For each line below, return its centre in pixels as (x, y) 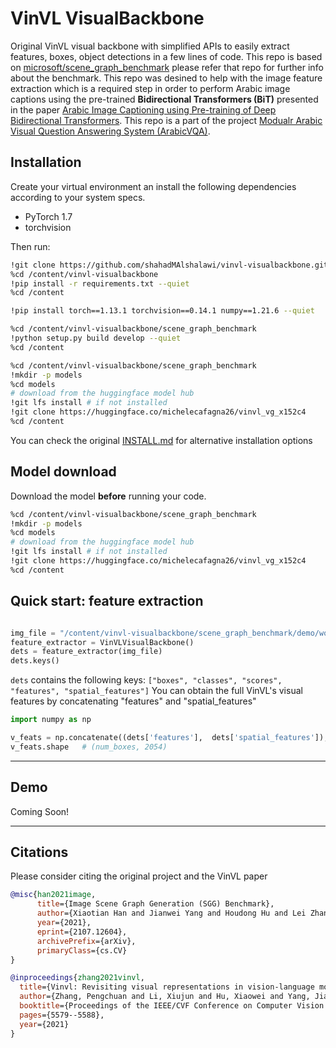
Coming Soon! (40, 811)
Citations (39, 852)
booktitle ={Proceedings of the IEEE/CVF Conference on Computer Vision (172, 1006)
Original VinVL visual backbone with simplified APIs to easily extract (150, 46)
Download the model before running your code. (108, 496)
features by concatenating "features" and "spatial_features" (133, 701)
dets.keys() (35, 661)
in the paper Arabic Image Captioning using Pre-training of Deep (143, 109)
